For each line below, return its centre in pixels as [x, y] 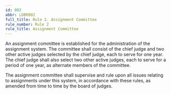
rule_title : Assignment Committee [42, 29]
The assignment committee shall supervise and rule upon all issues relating [84, 75]
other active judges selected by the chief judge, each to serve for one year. [84, 55]
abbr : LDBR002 [20, 15]
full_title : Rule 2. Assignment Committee [51, 19]
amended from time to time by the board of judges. [59, 86]
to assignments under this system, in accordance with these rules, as [78, 81]
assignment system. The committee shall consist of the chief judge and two [85, 49]
